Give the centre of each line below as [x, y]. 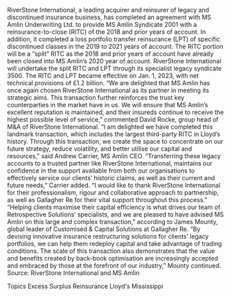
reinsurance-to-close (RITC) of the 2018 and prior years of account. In [107, 32]
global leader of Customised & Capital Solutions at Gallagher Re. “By [104, 229]
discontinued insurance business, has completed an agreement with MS [109, 17]
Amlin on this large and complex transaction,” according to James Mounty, [113, 222]
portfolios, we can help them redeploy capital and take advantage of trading [114, 244]
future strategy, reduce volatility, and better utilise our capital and [100, 148]
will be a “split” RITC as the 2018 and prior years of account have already [111, 54]
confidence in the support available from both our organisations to [101, 170]
